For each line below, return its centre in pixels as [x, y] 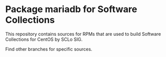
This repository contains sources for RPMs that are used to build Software [83, 34]
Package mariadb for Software [71, 9]
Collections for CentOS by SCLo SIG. [44, 39]
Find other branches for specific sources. [49, 49]
